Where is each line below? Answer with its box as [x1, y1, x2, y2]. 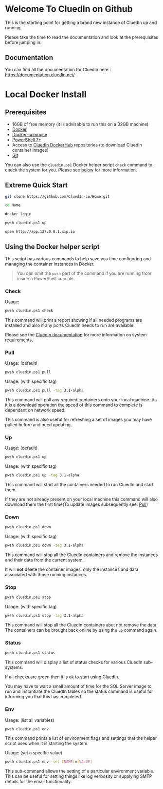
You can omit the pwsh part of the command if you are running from [17, 270, 152, 276]
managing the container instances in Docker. [5, 261, 95, 267]
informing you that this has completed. [5, 694, 83, 700]
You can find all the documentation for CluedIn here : [5, 66, 111, 72]
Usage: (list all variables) [5, 717, 54, 723]
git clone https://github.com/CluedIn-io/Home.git [5, 194, 110, 199]
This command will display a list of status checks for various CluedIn [5, 659, 143, 665]
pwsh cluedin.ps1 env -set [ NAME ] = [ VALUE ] [5, 759, 92, 765]
